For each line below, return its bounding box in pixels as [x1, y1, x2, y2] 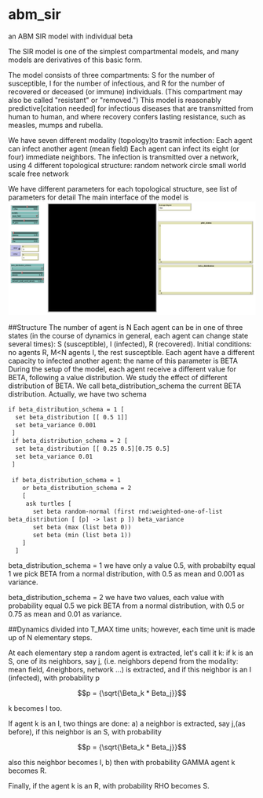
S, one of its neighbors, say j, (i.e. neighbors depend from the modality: [8, 657, 239, 666]
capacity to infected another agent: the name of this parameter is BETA [8, 356, 238, 366]
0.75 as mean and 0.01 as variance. [8, 609, 122, 619]
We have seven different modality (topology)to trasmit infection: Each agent [8, 135, 253, 145]
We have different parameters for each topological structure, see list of [8, 184, 238, 193]
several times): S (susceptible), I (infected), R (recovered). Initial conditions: [8, 339, 253, 349]
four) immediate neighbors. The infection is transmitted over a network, [8, 152, 239, 162]
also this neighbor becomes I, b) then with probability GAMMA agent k [8, 758, 236, 767]
